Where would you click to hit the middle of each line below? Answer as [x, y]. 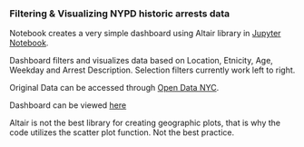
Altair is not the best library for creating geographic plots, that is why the [145, 123]
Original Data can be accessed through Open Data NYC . [114, 88]
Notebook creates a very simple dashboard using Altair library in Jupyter [145, 34]
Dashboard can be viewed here [68, 105]
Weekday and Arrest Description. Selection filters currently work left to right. [152, 70]
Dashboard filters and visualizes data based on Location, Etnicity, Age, [142, 61]
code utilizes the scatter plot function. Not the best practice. [122, 132]
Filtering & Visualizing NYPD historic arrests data [120, 14]
